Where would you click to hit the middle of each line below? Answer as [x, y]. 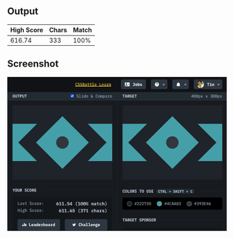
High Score [27, 30]
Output [23, 11]
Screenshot [33, 64]
